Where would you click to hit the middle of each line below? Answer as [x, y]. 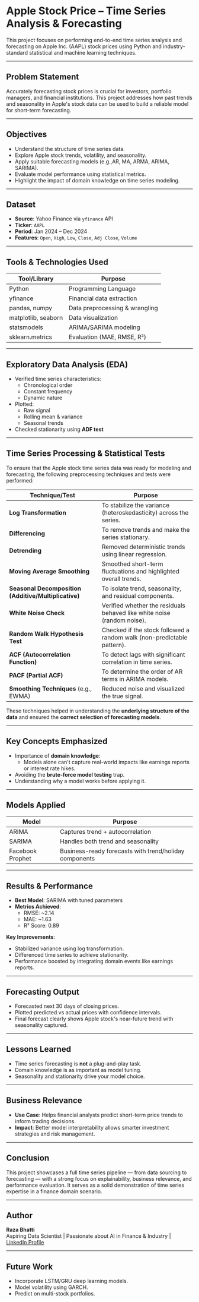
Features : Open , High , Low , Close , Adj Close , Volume [76, 238]
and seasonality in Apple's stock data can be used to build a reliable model [97, 104]
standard [17, 52]
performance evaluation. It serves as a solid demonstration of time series [95, 1185]
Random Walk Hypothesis [46, 633]
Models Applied [36, 806]
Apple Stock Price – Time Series [86, 11]
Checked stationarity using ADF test [59, 429]
